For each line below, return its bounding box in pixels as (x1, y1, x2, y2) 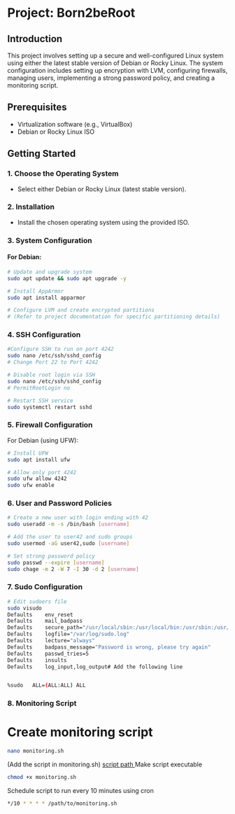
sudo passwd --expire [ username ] (7, 559, 105, 566)
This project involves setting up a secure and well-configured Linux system (7, 51, 224, 60)
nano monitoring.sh (7, 747, 64, 754)
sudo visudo (7, 605, 42, 612)
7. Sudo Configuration (7, 582, 83, 592)
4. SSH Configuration (7, 330, 81, 340)
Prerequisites (7, 102, 67, 113)
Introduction (7, 33, 63, 45)
